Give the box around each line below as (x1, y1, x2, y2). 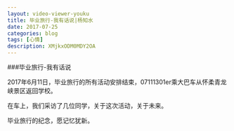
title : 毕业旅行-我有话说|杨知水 (7, 17, 93, 24)
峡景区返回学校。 (7, 87, 57, 95)
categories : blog (7, 29, 58, 37)
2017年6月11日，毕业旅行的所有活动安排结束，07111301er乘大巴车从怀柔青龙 (7, 78, 227, 86)
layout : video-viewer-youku (7, 10, 90, 18)
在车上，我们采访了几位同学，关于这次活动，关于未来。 (7, 102, 167, 109)
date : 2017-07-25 (7, 23, 58, 30)
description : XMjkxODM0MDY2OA (7, 43, 96, 50)
